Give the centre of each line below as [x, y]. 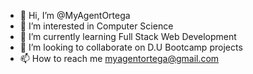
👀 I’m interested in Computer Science [96, 26]
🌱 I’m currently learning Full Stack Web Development [128, 36]
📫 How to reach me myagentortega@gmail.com [119, 58]
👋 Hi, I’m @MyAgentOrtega [75, 15]
